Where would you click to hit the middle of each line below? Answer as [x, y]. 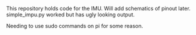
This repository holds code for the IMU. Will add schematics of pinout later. [99, 8]
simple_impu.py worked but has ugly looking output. [71, 15]
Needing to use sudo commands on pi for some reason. [75, 26]
